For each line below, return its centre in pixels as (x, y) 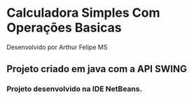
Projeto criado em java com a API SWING (97, 69)
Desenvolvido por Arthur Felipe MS (57, 47)
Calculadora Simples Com (83, 13)
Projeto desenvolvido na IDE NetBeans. (75, 89)
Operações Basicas (64, 28)
